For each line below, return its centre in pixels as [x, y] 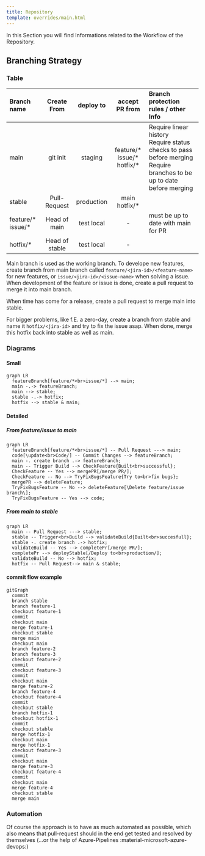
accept [128, 101]
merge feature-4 [32, 788]
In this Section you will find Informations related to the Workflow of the [95, 35]
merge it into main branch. [39, 289]
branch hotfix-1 [32, 713]
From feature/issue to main [42, 430]
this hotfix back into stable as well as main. [60, 333]
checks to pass [171, 150]
